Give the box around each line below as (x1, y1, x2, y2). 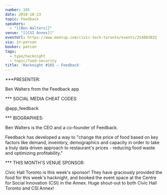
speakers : (5, 21, 26, 26)
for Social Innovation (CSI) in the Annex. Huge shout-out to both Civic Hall (5, 180, 157, 186)
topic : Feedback (5, 16, 39, 21)
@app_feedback (5, 105, 39, 111)
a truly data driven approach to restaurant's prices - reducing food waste (5, 145, 156, 151)
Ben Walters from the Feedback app (5, 86, 79, 92)
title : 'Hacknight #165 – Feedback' (5, 63, 81, 68)
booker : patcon (5, 44, 37, 49)
